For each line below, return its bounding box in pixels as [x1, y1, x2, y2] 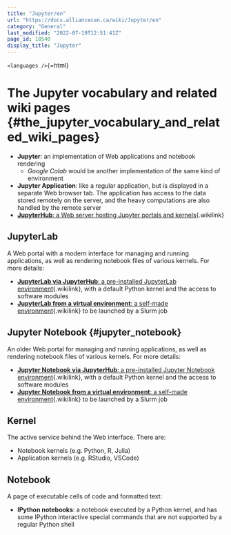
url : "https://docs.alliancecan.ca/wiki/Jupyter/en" [7, 17, 162, 23]
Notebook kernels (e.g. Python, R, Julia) [17, 447, 131, 455]
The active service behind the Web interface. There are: [7, 433, 166, 442]
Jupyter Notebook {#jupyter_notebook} [7, 327, 182, 338]
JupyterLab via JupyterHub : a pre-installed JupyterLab [17, 277, 177, 285]
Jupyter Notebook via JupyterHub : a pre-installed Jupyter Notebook [17, 365, 215, 373]
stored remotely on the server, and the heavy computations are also [17, 196, 210, 204]
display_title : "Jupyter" [7, 42, 81, 49]
